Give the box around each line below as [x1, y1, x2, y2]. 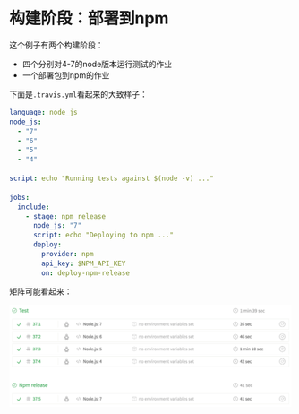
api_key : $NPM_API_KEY [41, 259, 126, 268]
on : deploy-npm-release [41, 268, 130, 278]
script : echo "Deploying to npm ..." [32, 230, 175, 240]
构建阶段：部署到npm [9, 8, 169, 29]
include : [17, 203, 50, 211]
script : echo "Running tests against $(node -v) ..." [9, 174, 215, 184]
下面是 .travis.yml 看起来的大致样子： [9, 89, 148, 99]
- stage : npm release [25, 211, 106, 220]
